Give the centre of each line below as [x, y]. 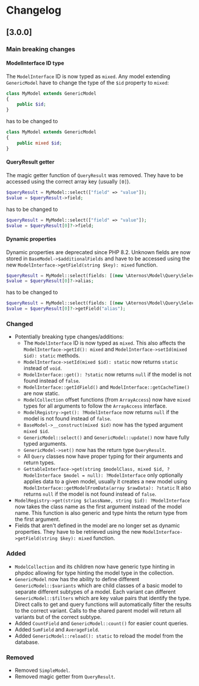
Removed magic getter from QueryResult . [65, 677]
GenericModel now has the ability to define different [77, 579]
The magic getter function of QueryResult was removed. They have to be [95, 175]
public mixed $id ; [39, 143]
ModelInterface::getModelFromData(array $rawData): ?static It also [107, 488]
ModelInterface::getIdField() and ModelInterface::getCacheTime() [107, 387]
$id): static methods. [52, 355]
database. [27, 642]
